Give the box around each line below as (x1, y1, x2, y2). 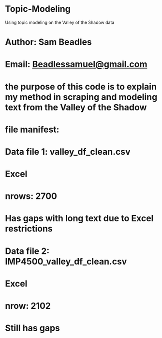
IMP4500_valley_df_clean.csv (5, 256, 127, 267)
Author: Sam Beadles (5, 36, 92, 48)
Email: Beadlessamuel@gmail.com (5, 59, 147, 70)
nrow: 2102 (5, 301, 51, 311)
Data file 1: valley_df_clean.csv (5, 146, 131, 157)
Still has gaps (5, 322, 60, 334)
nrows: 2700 (5, 191, 57, 202)
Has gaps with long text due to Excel (5, 213, 154, 224)
